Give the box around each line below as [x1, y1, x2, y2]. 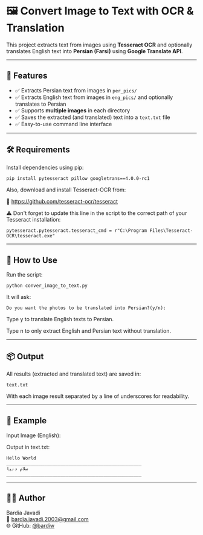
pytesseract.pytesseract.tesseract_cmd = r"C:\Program [6, 228, 147, 234]
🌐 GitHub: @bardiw [6, 522, 55, 529]
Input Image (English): [6, 432, 61, 439]
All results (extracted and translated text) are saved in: [6, 370, 141, 377]
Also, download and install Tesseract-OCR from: [6, 186, 126, 193]
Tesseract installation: [6, 216, 61, 223]
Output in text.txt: [6, 443, 50, 450]
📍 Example [6, 415, 47, 426]
